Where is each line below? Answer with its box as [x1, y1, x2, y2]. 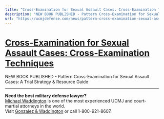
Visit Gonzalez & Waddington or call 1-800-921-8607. [5, 108, 112, 114]
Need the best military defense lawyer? [5, 93, 87, 99]
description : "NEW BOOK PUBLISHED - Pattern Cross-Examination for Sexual [5, 12, 161, 17]
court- [133, 98, 146, 104]
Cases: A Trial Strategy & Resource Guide [5, 79, 89, 85]
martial [5, 103, 19, 109]
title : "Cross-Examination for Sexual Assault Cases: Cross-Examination [5, 7, 156, 12]
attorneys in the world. [20, 103, 65, 109]
